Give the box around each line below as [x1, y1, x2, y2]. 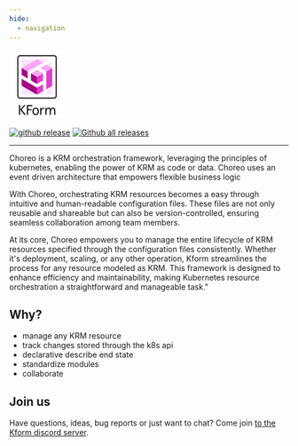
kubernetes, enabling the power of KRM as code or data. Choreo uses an [9, 162, 277, 172]
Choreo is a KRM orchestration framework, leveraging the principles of [9, 152, 268, 163]
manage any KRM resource [21, 331, 122, 341]
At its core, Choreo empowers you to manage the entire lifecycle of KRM [9, 234, 273, 244]
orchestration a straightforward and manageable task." [9, 281, 209, 292]
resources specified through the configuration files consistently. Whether [9, 243, 277, 254]
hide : [9, 14, 29, 23]
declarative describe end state [21, 349, 134, 360]
